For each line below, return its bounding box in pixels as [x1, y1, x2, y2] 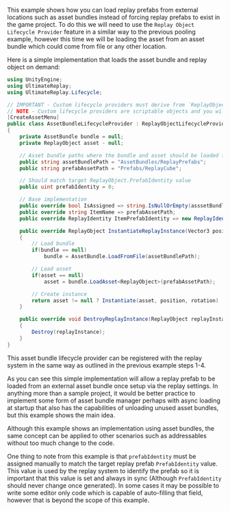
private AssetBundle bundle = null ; [19, 133, 125, 140]
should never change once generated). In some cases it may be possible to [7, 481, 220, 490]
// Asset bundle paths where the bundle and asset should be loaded [19, 152, 219, 159]
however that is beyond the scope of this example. [7, 496, 149, 504]
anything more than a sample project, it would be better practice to [7, 389, 196, 397]
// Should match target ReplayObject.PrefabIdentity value [19, 177, 192, 184]
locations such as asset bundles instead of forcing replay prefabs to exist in [7, 13, 220, 21]
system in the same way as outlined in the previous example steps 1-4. [7, 361, 207, 370]
